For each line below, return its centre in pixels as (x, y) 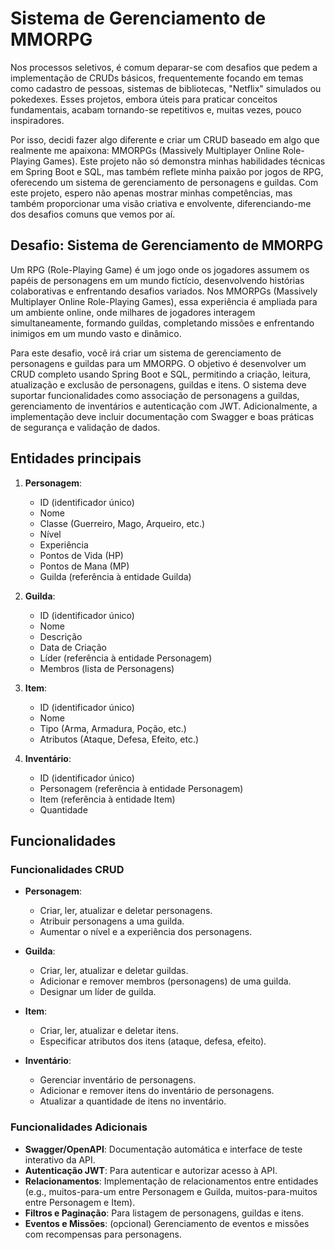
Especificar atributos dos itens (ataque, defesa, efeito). (153, 1041)
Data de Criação (73, 647)
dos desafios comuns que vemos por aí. (93, 214)
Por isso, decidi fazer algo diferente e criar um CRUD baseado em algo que (165, 139)
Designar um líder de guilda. (98, 992)
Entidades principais (76, 458)
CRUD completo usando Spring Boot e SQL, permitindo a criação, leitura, (161, 374)
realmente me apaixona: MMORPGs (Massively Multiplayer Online (145, 150)
